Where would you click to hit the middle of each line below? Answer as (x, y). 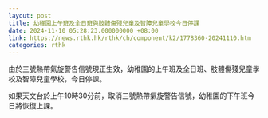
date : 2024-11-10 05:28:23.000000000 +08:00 (83, 30)
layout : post (30, 16)
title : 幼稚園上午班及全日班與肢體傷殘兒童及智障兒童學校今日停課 (104, 23)
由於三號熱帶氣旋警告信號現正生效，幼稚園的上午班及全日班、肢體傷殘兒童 (130, 69)
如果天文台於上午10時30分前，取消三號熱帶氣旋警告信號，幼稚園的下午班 (128, 96)
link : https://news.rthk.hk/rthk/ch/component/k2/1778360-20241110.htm (130, 38)
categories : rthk (37, 45)
